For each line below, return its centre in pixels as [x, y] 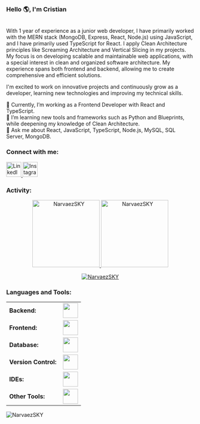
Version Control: [33, 362]
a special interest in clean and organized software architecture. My [88, 63]
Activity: [19, 190]
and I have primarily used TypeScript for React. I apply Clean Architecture [97, 44]
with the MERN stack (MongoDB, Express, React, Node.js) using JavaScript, [99, 37]
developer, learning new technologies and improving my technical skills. [95, 93]
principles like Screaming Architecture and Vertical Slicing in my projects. [96, 50]
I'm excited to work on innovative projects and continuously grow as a [92, 87]
